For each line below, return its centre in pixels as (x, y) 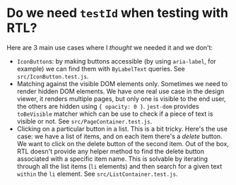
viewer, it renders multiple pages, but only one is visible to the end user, (122, 99)
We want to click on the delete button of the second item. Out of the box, (123, 143)
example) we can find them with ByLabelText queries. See (101, 68)
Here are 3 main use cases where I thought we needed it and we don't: (110, 47)
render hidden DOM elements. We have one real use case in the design (120, 91)
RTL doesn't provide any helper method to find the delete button (111, 151)
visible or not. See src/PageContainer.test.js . (84, 121)
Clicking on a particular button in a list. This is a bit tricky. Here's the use (122, 129)
